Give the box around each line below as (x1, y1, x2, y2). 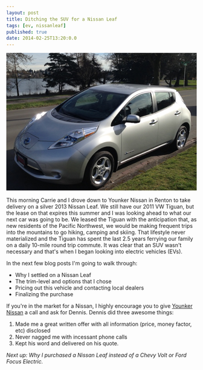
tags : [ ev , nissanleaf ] (6, 22, 66, 28)
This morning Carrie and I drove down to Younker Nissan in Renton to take (6, 196, 191, 204)
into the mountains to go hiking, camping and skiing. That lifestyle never (6, 229, 185, 236)
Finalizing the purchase (14, 290, 74, 297)
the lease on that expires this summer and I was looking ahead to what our (6, 209, 192, 216)
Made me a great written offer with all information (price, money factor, (14, 320, 192, 328)
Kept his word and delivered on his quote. (14, 339, 119, 347)
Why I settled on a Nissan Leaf (14, 271, 92, 278)
